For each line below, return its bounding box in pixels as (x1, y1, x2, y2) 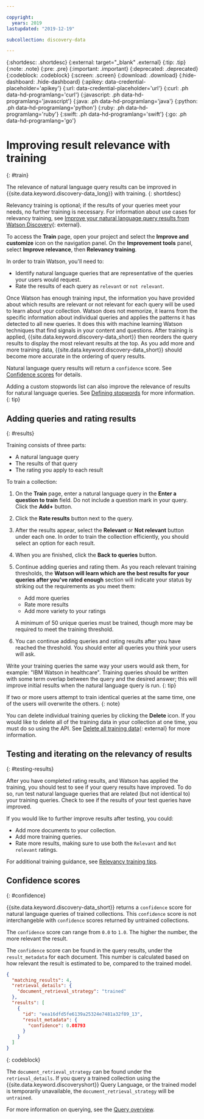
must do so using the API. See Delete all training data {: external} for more (6, 725, 191, 732)
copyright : (6, 14, 34, 20)
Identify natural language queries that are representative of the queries (15, 270, 194, 277)
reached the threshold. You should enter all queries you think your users (15, 644, 197, 651)
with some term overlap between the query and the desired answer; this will (6, 675, 197, 682)
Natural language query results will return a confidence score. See (6, 364, 172, 372)
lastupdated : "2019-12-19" (6, 26, 75, 32)
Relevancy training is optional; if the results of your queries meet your (6, 202, 181, 209)
